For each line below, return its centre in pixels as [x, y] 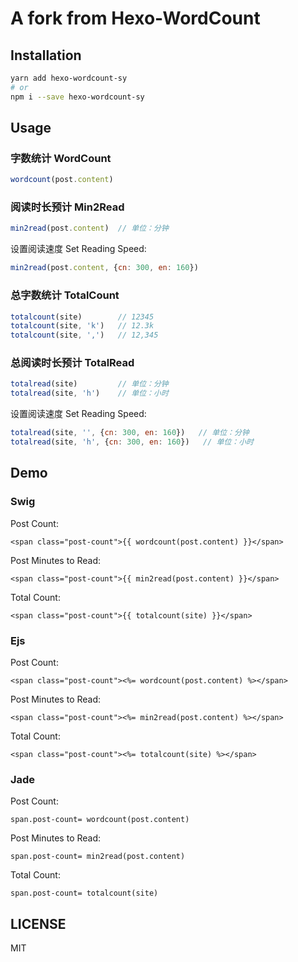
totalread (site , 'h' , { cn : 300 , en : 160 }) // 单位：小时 [132, 442]
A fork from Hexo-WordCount [135, 18]
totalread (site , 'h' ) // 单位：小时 [89, 393]
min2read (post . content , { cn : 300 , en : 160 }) [104, 268]
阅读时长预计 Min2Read [67, 207]
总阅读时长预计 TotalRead [72, 363]
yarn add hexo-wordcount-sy [69, 78]
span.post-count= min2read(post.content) [98, 857]
